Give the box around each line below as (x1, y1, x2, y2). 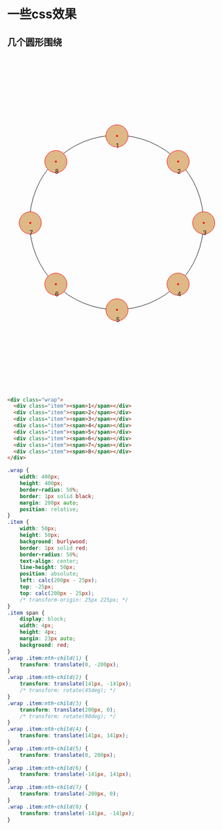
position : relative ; (19, 506, 79, 513)
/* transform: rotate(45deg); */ (19, 687, 117, 694)
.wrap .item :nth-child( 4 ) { (7, 726, 89, 733)
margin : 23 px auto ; (19, 635, 76, 642)
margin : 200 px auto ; (19, 499, 79, 506)
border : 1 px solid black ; (19, 493, 95, 500)
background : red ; (19, 641, 70, 648)
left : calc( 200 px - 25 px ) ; (19, 577, 98, 584)
